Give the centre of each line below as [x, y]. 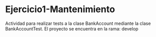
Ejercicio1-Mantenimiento [60, 9]
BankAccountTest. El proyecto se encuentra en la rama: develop [72, 28]
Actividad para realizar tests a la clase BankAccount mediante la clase [78, 23]
